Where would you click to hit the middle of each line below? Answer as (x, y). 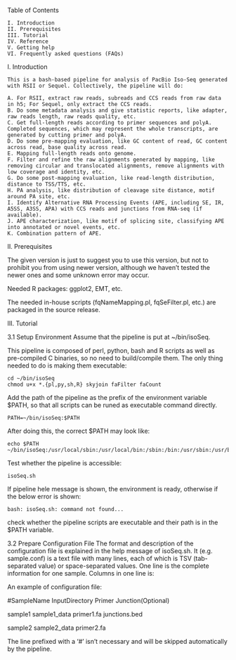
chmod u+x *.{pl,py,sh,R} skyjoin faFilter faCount (84, 384)
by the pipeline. (30, 649)
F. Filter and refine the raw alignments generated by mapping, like (111, 160)
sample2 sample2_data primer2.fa (57, 628)
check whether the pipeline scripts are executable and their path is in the (113, 522)
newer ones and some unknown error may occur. (78, 275)
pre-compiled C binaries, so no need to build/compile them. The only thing (115, 358)
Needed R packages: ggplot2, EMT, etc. (65, 289)
